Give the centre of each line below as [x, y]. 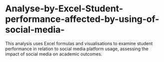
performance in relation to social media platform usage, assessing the [77, 49]
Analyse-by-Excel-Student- [64, 9]
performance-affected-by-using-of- [82, 19]
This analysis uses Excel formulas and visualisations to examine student [79, 43]
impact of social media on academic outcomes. [54, 54]
